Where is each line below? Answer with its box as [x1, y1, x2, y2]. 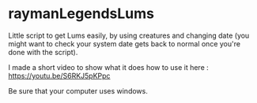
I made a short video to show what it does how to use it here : [8, 62, 210, 72]
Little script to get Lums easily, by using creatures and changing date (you [8, 31, 250, 40]
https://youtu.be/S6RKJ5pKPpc [8, 71, 111, 80]
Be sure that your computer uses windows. [8, 86, 148, 95]
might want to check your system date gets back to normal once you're [8, 39, 241, 48]
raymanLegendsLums [8, 5, 155, 23]
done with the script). [8, 47, 78, 57]
